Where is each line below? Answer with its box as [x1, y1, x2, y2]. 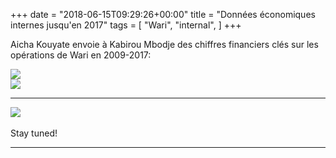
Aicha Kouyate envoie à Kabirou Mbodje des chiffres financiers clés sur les [10, 39, 319, 50]
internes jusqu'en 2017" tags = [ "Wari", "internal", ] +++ [10, 19, 242, 31]
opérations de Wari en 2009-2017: [10, 49, 152, 61]
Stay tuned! [10, 127, 58, 139]
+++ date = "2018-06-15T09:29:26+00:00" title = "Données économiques [10, 9, 316, 20]
